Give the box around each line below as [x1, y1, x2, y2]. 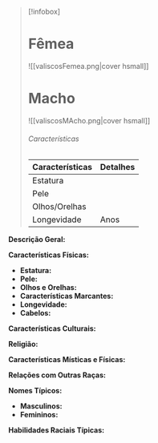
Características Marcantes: [19, 292, 114, 301]
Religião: [8, 340, 38, 349]
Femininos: [19, 410, 59, 420]
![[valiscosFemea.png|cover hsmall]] [27, 61, 149, 70]
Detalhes [99, 162, 136, 173]
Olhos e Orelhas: [19, 283, 78, 292]
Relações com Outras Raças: [8, 370, 107, 380]
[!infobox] [27, 7, 61, 16]
